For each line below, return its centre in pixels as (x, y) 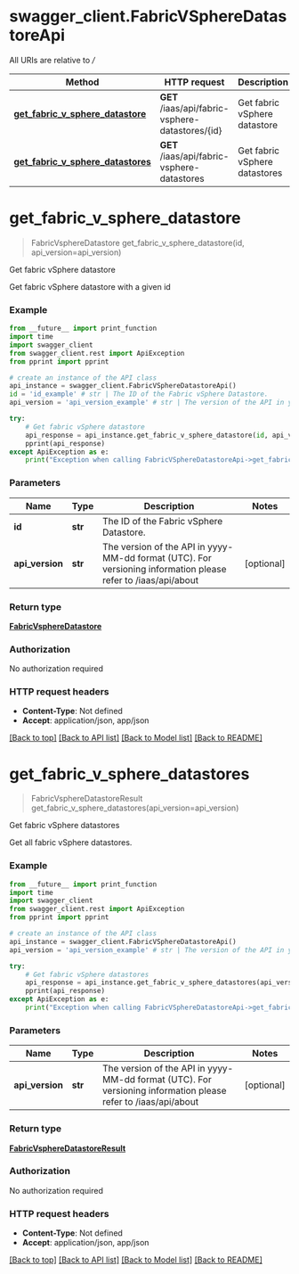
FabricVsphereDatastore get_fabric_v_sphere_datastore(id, (137, 242)
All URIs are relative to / (52, 60)
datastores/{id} (191, 130)
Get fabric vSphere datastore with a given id (90, 286)
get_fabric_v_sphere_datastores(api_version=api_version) (135, 808)
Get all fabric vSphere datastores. (71, 842)
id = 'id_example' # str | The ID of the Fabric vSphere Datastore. (139, 394)
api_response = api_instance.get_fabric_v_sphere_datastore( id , (147, 435)
